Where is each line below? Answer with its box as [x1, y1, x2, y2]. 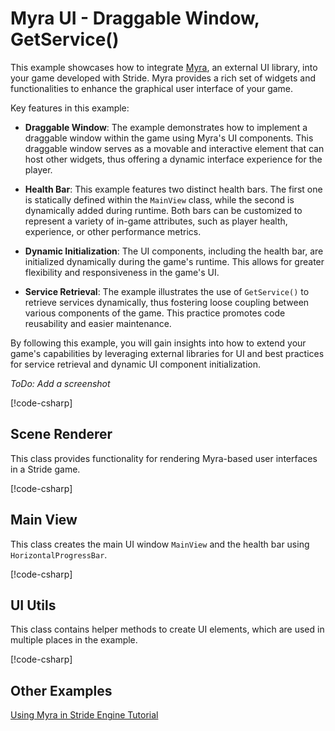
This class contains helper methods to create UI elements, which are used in [10, 623, 325, 636]
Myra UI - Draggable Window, [10, 7, 260, 30]
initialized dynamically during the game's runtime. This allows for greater [24, 255, 325, 267]
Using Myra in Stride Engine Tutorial [10, 709, 159, 721]
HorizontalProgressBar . [10, 548, 108, 561]
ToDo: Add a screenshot [10, 377, 111, 389]
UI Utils [10, 597, 57, 614]
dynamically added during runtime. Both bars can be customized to [24, 204, 303, 216]
